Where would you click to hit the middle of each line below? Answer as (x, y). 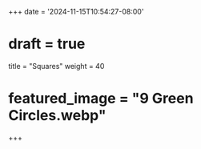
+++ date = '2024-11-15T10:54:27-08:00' (76, 12)
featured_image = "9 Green (101, 99)
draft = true (47, 44)
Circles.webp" (57, 116)
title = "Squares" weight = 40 (56, 66)
